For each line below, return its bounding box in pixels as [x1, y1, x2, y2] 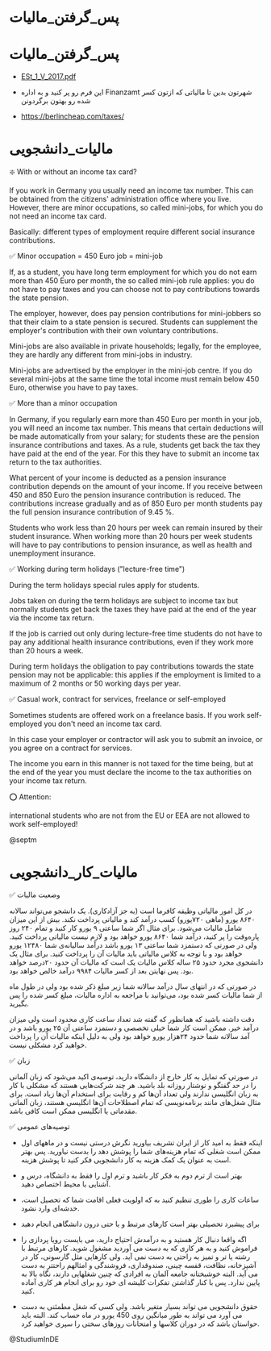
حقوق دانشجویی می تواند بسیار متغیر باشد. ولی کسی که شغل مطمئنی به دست [20, 1302, 259, 1311]
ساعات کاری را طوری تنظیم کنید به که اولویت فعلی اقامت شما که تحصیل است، [20, 1195, 259, 1204]
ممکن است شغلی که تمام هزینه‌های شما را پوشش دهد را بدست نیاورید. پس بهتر [20, 1146, 261, 1156]
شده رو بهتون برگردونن [20, 96, 91, 106]
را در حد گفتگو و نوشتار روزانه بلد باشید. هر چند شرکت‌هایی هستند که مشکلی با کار [9, 1081, 256, 1090]
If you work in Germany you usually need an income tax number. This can [9, 186, 254, 195]
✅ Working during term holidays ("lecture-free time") [9, 565, 186, 574]
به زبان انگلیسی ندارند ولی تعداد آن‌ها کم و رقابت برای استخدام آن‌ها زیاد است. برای [9, 1089, 259, 1099]
